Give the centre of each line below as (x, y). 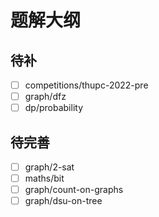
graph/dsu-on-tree (63, 201)
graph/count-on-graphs (74, 190)
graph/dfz (45, 97)
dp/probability (54, 108)
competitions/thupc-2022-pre (86, 85)
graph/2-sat (49, 167)
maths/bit (44, 178)
